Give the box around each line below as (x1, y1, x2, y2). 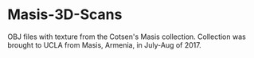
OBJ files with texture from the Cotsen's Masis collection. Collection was (7, 32, 246, 41)
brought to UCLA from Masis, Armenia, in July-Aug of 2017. (7, 40, 201, 49)
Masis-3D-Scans (7, 6, 123, 24)
